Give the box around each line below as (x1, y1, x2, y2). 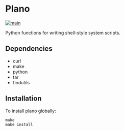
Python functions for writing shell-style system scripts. (5, 29, 121, 36)
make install (5, 122, 33, 127)
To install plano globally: (5, 108, 56, 114)
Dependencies (5, 44, 53, 53)
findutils (12, 79, 30, 85)
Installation (5, 94, 42, 103)
